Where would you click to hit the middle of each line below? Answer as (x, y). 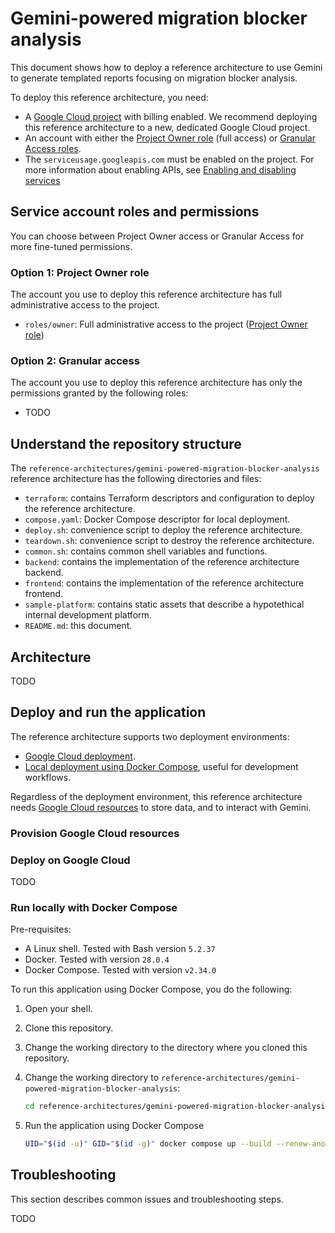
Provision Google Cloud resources (95, 833)
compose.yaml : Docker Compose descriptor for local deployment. (157, 519)
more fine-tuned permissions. (71, 246)
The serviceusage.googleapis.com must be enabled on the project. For (169, 159)
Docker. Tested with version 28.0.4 (97, 959)
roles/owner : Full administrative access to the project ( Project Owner (166, 324)
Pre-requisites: (41, 929)
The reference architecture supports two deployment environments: (150, 736)
